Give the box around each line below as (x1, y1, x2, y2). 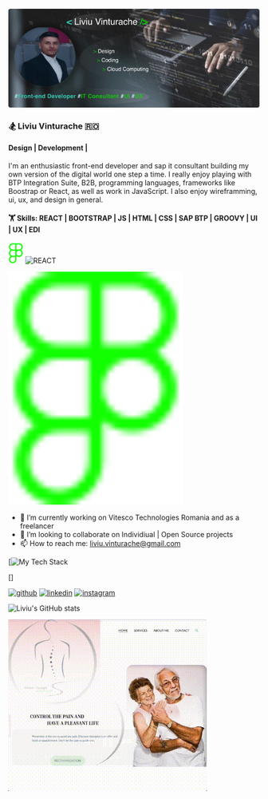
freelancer (19, 520, 54, 531)
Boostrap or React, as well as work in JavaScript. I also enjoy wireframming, (8, 186, 258, 196)
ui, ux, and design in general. (8, 195, 104, 204)
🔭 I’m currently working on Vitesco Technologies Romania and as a (19, 512, 240, 522)
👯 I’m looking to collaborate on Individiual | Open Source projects (19, 529, 234, 539)
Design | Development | (8, 143, 88, 152)
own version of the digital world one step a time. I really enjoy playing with (8, 169, 252, 179)
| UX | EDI (8, 225, 41, 235)
